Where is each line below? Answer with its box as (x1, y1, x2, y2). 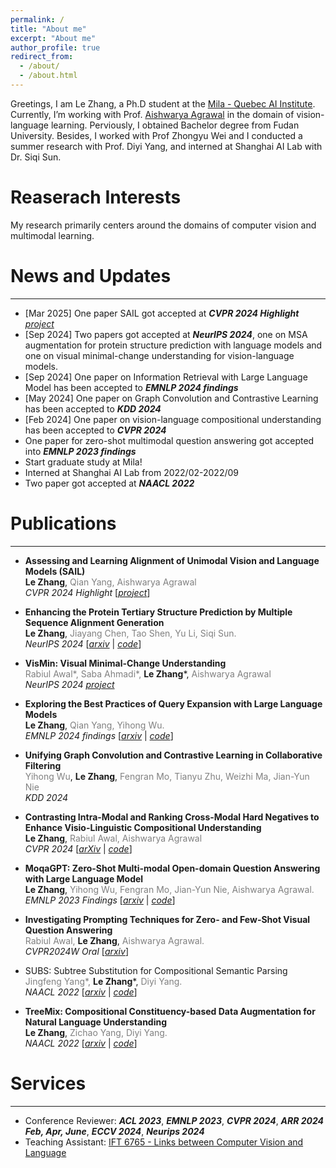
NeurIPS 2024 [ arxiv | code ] (24, 637, 142, 650)
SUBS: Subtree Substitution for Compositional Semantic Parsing (24, 964, 288, 976)
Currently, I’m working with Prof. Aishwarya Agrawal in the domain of (10, 108, 295, 120)
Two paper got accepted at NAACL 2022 (24, 477, 195, 489)
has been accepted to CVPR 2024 (24, 424, 167, 436)
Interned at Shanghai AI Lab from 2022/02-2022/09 (24, 466, 239, 478)
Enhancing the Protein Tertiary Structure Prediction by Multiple (24, 606, 293, 618)
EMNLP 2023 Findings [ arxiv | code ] (24, 894, 176, 906)
